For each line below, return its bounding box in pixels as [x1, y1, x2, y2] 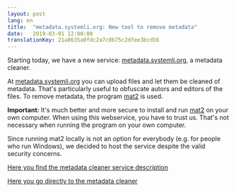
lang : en [7, 17, 33, 24]
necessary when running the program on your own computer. [7, 121, 187, 129]
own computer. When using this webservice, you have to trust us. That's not [7, 114, 230, 122]
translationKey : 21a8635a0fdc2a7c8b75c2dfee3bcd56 [7, 37, 160, 44]
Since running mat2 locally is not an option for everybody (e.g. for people [7, 135, 221, 143]
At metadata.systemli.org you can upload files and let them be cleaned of [7, 77, 220, 85]
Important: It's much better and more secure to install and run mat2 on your [7, 106, 229, 114]
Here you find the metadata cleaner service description [7, 163, 168, 172]
